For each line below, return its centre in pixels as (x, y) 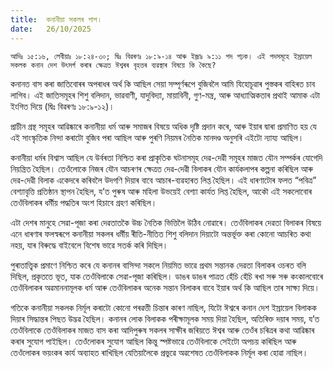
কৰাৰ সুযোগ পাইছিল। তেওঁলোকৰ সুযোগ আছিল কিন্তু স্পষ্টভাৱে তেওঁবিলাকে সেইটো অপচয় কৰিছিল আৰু (153, 341)
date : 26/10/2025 (51, 29)
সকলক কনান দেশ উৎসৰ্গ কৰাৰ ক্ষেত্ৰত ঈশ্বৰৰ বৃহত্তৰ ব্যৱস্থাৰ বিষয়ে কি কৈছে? (113, 65)
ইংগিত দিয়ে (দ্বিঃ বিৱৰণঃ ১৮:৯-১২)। (62, 106)
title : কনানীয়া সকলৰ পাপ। (56, 19)
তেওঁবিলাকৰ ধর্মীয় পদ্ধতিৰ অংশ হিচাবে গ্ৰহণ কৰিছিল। (84, 202)
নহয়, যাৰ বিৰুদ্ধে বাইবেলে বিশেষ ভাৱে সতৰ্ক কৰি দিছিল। (89, 245)
